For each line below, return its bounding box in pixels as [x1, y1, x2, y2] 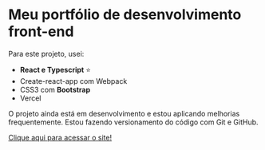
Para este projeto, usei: [8, 49, 85, 58]
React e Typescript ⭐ [19, 65, 92, 74]
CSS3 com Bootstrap [19, 85, 91, 94]
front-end [8, 22, 74, 41]
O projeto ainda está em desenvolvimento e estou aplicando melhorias [8, 109, 240, 118]
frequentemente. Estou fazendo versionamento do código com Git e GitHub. [8, 117, 259, 127]
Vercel [19, 93, 42, 103]
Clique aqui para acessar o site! [8, 132, 113, 142]
